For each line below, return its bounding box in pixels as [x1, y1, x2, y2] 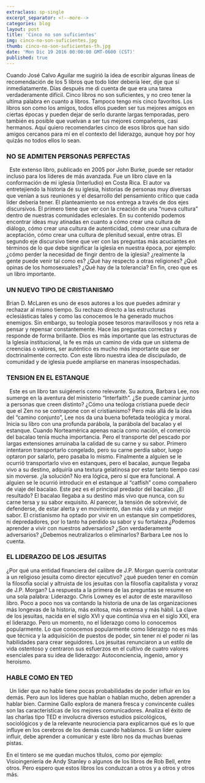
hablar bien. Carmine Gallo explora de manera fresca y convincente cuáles [6, 700, 195, 708]
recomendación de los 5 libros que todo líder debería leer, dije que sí [6, 78, 179, 85]
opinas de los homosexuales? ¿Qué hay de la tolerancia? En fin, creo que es [6, 263, 198, 271]
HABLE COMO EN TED [6, 673, 73, 682]
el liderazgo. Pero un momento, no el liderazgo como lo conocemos [6, 619, 177, 626]
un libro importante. [6, 270, 56, 277]
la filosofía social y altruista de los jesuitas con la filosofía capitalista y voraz [6, 579, 198, 587]
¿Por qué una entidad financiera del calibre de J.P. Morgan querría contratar [6, 566, 199, 574]
